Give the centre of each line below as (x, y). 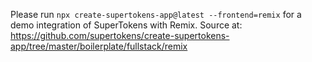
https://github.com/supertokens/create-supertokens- (120, 35)
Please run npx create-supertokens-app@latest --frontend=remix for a (156, 14)
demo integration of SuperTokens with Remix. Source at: (126, 25)
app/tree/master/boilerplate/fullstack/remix (99, 46)
